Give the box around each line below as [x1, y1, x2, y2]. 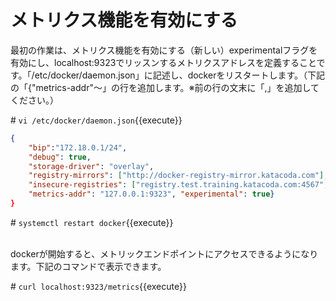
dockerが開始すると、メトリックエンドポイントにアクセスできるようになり [10, 247, 319, 260]
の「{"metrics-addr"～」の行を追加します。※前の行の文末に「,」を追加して [10, 81, 320, 93]
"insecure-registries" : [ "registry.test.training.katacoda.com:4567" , [28, 180, 329, 190]
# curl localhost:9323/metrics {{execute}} [10, 280, 187, 292]
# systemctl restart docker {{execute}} [10, 216, 174, 228]
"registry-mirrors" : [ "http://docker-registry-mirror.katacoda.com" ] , [28, 171, 329, 181]
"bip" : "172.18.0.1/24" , [28, 142, 128, 153]
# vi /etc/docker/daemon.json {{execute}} [10, 114, 183, 126]
